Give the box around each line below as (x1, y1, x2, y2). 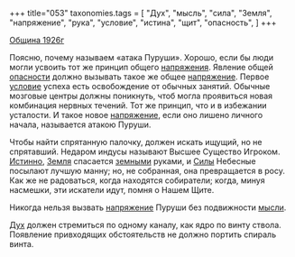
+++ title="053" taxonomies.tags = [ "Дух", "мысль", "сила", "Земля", (9, 8, 272, 18)
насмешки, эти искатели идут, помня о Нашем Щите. (9, 185, 215, 195)
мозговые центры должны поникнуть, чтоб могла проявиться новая (9, 90, 273, 101)
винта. (9, 239, 34, 249)
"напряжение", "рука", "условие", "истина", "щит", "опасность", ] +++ (9, 17, 277, 28)
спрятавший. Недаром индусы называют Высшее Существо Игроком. (9, 146, 281, 157)
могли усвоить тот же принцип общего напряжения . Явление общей (9, 62, 273, 72)
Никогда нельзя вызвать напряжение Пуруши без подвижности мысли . (9, 202, 287, 213)
